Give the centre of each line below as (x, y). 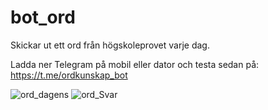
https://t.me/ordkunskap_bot (69, 75)
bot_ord (43, 17)
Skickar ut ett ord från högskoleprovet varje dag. (110, 45)
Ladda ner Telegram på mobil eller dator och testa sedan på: (135, 64)
